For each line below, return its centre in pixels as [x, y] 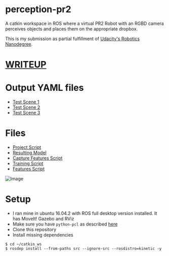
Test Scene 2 [26, 107]
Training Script [28, 163]
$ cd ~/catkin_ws [24, 244]
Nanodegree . [19, 44]
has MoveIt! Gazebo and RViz [43, 218]
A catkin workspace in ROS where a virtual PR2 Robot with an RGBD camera [85, 23]
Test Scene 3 [26, 113]
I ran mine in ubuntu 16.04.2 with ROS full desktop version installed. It [85, 213]
